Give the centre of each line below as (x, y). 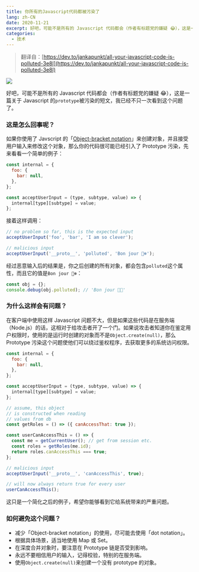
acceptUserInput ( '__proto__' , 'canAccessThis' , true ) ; (75, 474)
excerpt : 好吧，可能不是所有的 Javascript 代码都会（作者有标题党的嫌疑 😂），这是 (99, 28)
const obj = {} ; (26, 284)
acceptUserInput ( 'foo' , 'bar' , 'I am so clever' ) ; (70, 238)
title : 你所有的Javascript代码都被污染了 (53, 12)
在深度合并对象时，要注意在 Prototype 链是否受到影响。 (83, 547)
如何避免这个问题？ (33, 519)
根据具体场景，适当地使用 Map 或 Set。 (63, 540)
